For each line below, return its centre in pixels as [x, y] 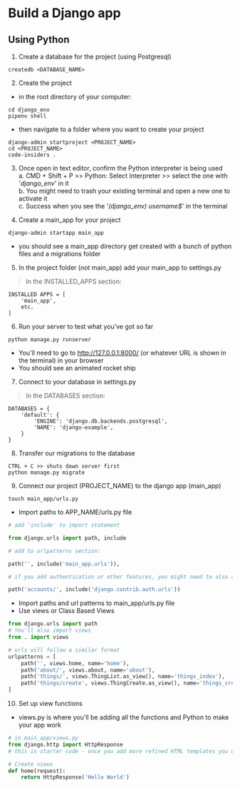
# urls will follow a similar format [64, 650]
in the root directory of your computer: [75, 97]
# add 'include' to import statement [64, 525]
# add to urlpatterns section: [54, 551]
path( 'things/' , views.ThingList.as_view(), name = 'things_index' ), [123, 677]
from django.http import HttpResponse [66, 744]
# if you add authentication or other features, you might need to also [118, 577]
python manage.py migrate [46, 473]
